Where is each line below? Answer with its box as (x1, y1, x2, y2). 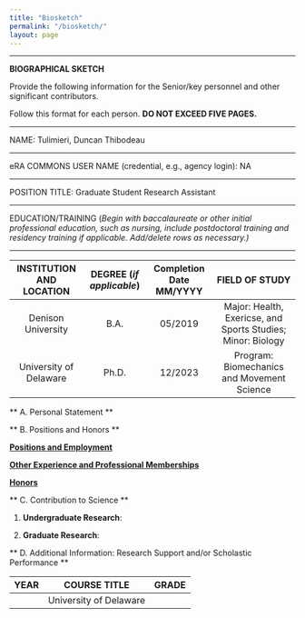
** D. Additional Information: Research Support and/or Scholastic (9, 547, 252, 559)
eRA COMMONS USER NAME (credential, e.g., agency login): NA (9, 161, 251, 172)
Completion (152, 263, 206, 275)
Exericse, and (224, 312, 283, 324)
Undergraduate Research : (22, 513, 123, 523)
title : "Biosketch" (9, 13, 84, 23)
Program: (234, 349, 274, 362)
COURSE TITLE (63, 579, 130, 592)
